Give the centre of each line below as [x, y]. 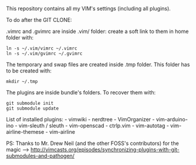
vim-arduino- [172, 119]
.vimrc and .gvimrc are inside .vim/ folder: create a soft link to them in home [97, 31]
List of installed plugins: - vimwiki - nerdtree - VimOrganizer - [80, 119]
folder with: [20, 37]
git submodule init [30, 103]
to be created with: [29, 71]
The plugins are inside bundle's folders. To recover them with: [81, 93]
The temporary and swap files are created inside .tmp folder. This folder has [98, 65]
